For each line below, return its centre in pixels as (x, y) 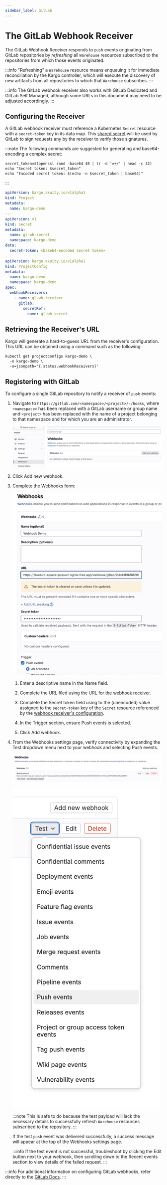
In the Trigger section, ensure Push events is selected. (76, 723)
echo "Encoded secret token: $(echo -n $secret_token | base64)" (74, 174)
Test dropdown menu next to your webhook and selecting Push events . (85, 747)
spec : (11, 288)
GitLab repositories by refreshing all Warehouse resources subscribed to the (82, 55)
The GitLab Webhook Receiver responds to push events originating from (79, 49)
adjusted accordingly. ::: (30, 101)
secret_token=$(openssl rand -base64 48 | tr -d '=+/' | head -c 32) (79, 164)
